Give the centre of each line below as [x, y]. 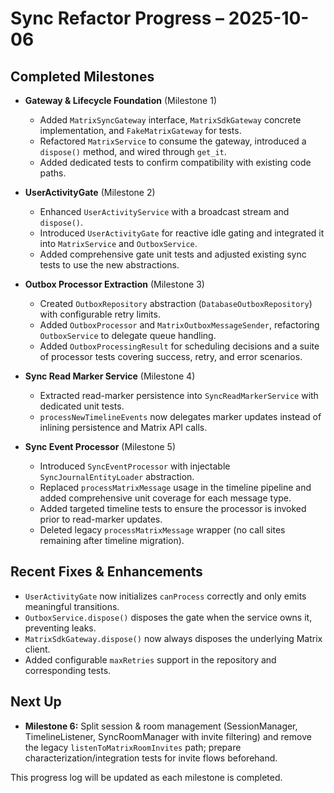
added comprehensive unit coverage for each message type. [165, 498]
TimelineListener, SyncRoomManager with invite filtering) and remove [168, 736]
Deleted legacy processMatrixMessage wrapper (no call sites [162, 530]
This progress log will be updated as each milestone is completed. [146, 777]
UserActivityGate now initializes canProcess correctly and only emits [165, 596]
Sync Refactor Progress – [117, 18]
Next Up [36, 702]
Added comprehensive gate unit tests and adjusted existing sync [173, 254]
